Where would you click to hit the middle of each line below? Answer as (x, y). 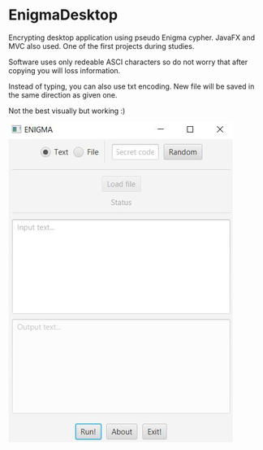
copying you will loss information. (65, 70)
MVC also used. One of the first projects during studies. (101, 46)
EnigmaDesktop (63, 15)
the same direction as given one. (63, 94)
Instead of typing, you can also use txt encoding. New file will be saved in (131, 86)
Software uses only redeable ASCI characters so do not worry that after (128, 62)
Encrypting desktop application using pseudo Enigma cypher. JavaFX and (132, 37)
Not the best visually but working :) (67, 111)
